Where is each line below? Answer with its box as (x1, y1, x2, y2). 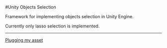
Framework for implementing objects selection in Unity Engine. (5, 14, 134, 19)
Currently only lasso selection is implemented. (5, 23, 100, 29)
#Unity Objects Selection (5, 4, 56, 10)
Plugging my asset (5, 37, 43, 43)
